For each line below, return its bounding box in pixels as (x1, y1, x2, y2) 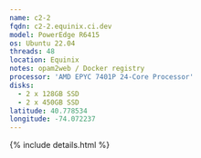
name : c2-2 (9, 13, 51, 23)
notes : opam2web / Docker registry (9, 64, 145, 74)
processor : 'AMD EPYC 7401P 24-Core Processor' (9, 73, 195, 82)
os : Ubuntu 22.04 (9, 38, 76, 48)
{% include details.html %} (9, 140, 111, 151)
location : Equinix (9, 55, 79, 64)
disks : (9, 81, 35, 90)
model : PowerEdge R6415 (9, 30, 100, 39)
